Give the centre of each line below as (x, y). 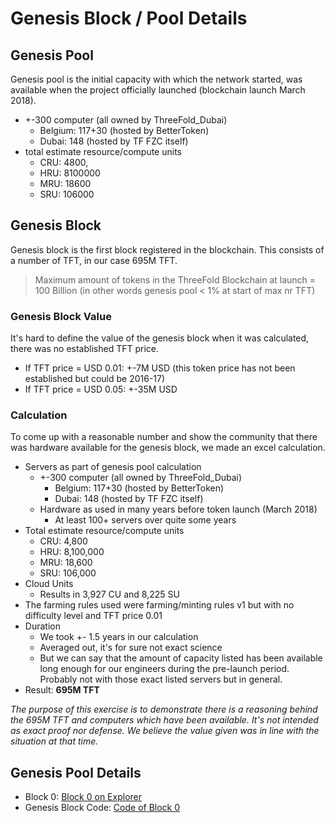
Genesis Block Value (61, 316)
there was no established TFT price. (85, 349)
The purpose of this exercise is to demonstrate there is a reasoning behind (164, 709)
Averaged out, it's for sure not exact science (131, 648)
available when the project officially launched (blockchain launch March (158, 90)
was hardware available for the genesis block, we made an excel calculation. (168, 448)
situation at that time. (54, 741)
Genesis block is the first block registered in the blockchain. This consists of (167, 249)
